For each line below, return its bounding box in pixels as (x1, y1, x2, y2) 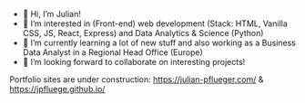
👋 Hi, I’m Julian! (22, 9, 82, 19)
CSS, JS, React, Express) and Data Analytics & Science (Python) (22, 28, 264, 38)
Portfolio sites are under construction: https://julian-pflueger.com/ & (9, 74, 264, 85)
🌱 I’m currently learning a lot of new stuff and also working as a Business (22, 37, 297, 48)
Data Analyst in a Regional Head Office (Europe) (22, 47, 203, 58)
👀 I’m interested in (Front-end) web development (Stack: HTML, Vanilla (22, 18, 289, 29)
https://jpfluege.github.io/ (9, 84, 106, 94)
